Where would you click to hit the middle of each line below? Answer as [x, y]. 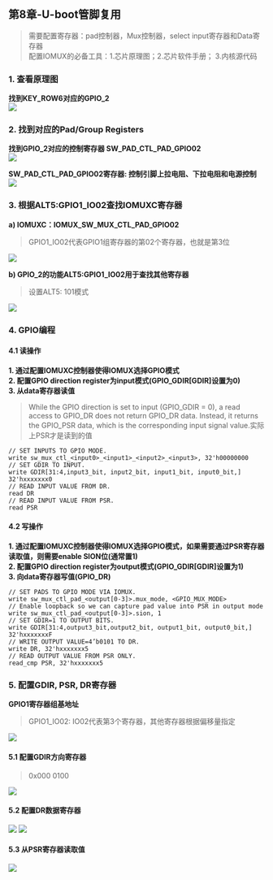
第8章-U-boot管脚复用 [65, 15]
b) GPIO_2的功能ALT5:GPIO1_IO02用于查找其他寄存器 [99, 274]
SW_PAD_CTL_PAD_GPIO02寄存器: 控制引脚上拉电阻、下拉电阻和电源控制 [133, 174]
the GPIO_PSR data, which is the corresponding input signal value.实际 [146, 425]
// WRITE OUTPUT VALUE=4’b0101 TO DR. [74, 642]
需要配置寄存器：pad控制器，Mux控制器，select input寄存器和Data [141, 36]
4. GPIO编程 [32, 330]
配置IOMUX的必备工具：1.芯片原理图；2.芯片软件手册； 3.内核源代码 [143, 56]
